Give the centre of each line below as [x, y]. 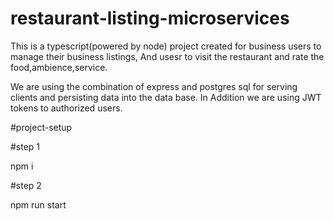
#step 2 [26, 185]
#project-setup [41, 127]
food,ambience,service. [59, 67]
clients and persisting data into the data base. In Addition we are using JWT [166, 97]
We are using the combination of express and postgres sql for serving [154, 86]
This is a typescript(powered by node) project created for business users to [166, 46]
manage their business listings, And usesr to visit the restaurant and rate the [167, 56]
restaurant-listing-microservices [150, 18]
